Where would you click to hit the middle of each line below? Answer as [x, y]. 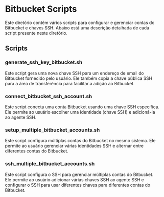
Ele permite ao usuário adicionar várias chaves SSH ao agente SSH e [75, 179]
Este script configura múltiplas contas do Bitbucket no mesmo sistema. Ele [80, 141]
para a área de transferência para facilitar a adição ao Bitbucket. [70, 83]
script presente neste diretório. [36, 33]
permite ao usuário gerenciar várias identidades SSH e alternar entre [74, 146]
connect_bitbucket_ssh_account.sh [48, 96]
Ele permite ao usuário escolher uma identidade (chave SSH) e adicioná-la [80, 112]
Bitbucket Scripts [41, 9]
